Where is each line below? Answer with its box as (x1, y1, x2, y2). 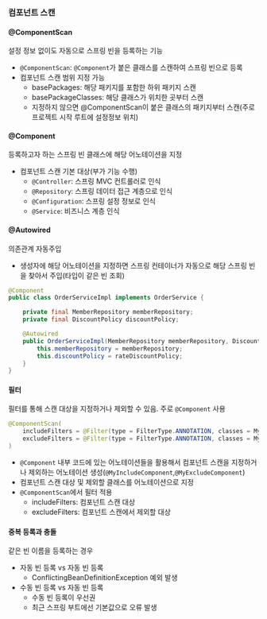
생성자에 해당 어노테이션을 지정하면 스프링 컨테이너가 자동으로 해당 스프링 (19, 261, 248, 270)
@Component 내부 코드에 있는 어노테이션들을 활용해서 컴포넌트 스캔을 (19, 457, 230, 466)
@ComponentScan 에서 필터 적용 (19, 487, 113, 497)
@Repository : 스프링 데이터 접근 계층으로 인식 (31, 187, 173, 196)
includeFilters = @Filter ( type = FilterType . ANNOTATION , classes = (22, 427, 250, 435)
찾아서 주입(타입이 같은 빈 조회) (28, 270, 126, 280)
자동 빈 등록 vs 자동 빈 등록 (19, 563, 104, 573)
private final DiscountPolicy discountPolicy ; (22, 315, 180, 323)
